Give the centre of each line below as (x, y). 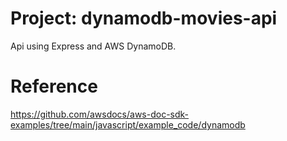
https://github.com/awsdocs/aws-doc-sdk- (100, 114)
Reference (54, 86)
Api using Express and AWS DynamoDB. (93, 46)
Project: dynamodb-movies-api (144, 18)
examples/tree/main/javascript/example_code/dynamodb (128, 124)
